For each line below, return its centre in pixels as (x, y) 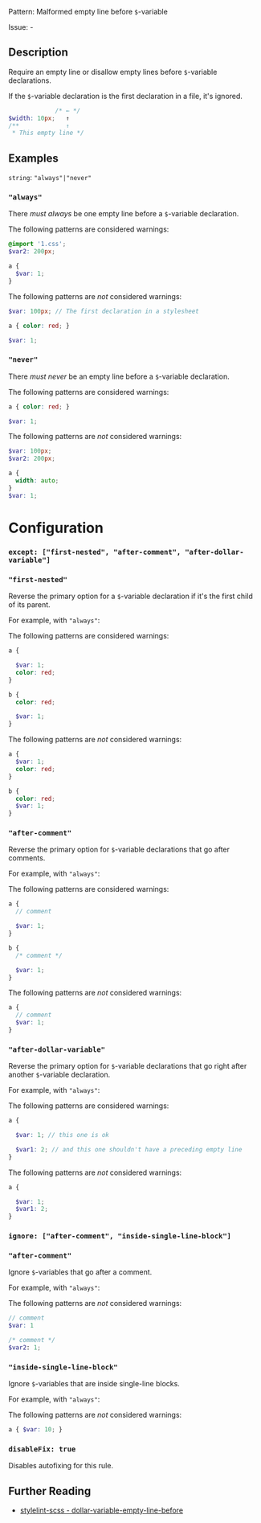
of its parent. (29, 605)
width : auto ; (37, 481)
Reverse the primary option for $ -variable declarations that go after (119, 850)
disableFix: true (42, 1449)
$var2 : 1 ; (25, 1348)
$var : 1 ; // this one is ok (63, 1135)
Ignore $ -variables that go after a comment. (80, 1272)
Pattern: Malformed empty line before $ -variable (88, 12)
